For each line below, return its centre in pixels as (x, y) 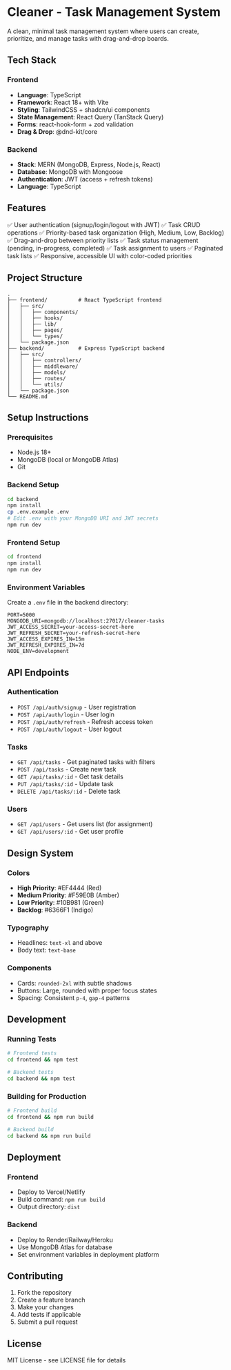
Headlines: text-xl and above (60, 943)
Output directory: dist (49, 1207)
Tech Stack (32, 60)
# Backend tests (30, 1073)
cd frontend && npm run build (51, 1117)
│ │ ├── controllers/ (44, 360)
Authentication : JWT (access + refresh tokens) (85, 179)
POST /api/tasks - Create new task (67, 770)
